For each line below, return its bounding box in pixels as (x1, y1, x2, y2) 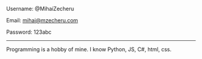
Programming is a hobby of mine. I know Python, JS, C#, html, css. (6, 46, 172, 53)
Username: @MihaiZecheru (6, 5, 75, 12)
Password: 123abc (6, 28, 52, 36)
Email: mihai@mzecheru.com (6, 17, 78, 23)
